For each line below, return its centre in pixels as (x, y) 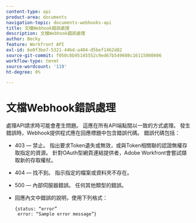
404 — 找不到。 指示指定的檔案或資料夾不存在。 (73, 173)
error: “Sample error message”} (57, 214)
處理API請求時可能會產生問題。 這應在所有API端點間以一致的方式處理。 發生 (98, 126)
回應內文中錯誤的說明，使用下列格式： (61, 198)
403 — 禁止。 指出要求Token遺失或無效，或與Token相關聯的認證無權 (98, 146)
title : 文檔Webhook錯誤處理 (38, 28)
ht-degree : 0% (24, 72)
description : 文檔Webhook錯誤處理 (46, 34)
